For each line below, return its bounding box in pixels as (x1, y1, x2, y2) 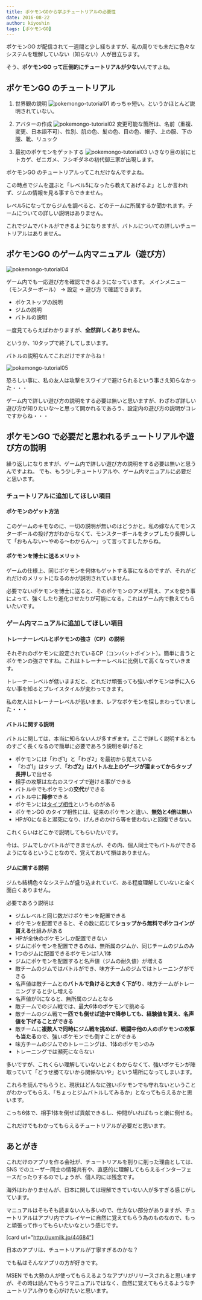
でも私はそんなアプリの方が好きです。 (6, 1259, 101, 1266)
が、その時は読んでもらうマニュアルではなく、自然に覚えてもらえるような (6, 1279, 190, 1287)
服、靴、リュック (14, 135, 58, 143)
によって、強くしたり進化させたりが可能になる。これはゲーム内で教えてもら (6, 595, 195, 602)
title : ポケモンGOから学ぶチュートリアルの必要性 (6, 8, 116, 15)
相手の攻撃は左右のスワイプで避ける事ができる (14, 778, 131, 785)
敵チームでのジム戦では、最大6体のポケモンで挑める (14, 1002, 146, 1009)
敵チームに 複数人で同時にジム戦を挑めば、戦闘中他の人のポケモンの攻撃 (14, 1025, 195, 1032)
